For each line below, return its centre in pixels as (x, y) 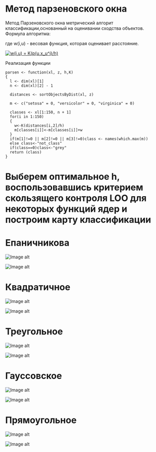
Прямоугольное (41, 420)
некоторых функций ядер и (66, 209)
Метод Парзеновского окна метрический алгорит (59, 23)
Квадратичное (38, 287)
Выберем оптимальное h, (63, 177)
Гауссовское (34, 376)
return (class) (26, 152)
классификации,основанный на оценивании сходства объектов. (75, 28)
